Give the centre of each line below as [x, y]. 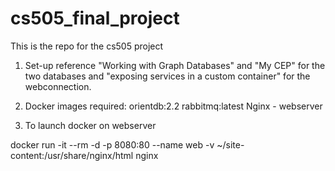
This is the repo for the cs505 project [87, 46]
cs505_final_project [95, 18]
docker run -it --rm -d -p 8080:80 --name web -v [112, 144]
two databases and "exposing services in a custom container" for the [167, 76]
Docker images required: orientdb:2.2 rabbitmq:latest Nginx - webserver [173, 106]
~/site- [230, 144]
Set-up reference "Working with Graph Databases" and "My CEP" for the [175, 65]
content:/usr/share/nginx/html [72, 155]
